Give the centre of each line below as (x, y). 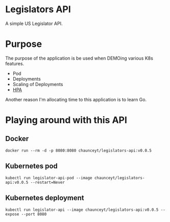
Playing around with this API (66, 120)
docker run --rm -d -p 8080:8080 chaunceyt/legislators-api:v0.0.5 (79, 150)
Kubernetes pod (31, 166)
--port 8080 (34, 214)
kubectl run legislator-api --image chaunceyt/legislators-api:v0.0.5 (82, 210)
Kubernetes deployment (45, 198)
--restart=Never (48, 182)
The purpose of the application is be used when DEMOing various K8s (79, 58)
